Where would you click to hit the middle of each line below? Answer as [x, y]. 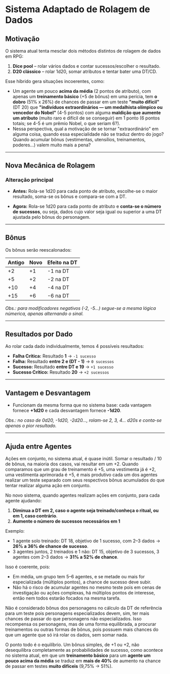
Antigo [16, 262]
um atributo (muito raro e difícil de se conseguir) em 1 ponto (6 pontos [86, 118]
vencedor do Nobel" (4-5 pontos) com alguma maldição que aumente [87, 113]
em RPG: [14, 56]
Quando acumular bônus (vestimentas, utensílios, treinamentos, [79, 140]
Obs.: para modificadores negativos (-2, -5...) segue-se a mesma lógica [81, 308]
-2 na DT [58, 279]
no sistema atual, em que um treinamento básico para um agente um [78, 655]
